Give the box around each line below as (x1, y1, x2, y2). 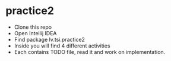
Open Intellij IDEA (14, 29, 57, 36)
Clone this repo (14, 23, 52, 30)
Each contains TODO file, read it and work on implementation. (14, 48, 166, 55)
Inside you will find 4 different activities (14, 42, 110, 49)
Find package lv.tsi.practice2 (14, 36, 85, 43)
